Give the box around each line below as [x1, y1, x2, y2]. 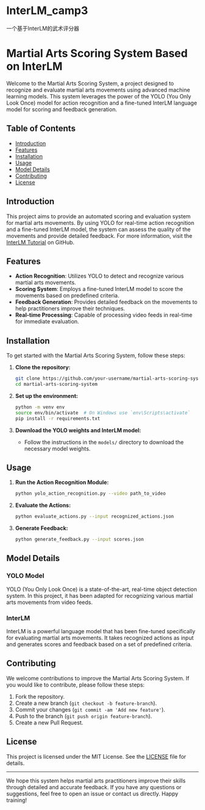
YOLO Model [6, 572, 45, 580]
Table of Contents [6, 123, 76, 134]
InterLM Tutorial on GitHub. [6, 238, 75, 246]
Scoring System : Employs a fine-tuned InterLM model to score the [15, 285, 183, 293]
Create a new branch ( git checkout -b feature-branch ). [15, 699, 157, 707]
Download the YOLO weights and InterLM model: [15, 426, 142, 434]
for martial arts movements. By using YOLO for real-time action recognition [6, 219, 195, 226]
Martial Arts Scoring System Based [6, 46, 188, 61]
